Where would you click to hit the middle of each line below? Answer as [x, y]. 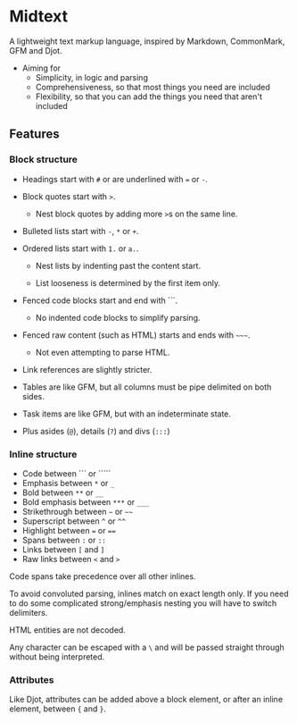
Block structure [44, 160]
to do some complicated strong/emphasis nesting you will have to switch [143, 603]
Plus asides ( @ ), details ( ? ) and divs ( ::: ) [96, 431]
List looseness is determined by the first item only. [128, 282]
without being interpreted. [57, 656]
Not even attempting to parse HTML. [103, 352]
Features [34, 135]
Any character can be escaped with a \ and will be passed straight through [147, 647]
